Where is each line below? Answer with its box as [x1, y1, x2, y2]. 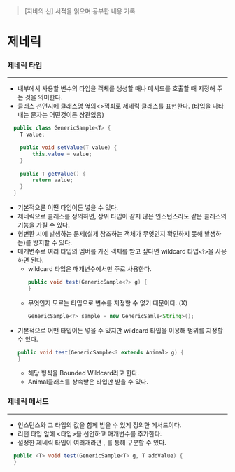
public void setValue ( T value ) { [20, 144, 117, 151]
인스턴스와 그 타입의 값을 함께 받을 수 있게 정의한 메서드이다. [17, 420, 182, 429]
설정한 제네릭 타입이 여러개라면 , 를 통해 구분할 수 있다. [17, 438, 166, 447]
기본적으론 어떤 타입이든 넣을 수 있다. [17, 203, 119, 212]
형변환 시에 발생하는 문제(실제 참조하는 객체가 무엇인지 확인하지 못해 [17, 230, 203, 238]
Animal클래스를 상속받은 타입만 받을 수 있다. [27, 377, 149, 386]
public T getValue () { [20, 170, 86, 177]
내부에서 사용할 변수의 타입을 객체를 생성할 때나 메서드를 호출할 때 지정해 [17, 84, 215, 93]
